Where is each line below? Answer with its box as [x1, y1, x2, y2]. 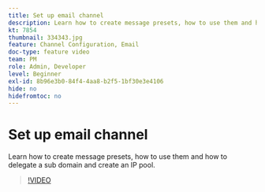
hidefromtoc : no [8, 92, 62, 100]
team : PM [8, 56, 37, 64]
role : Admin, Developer [8, 63, 87, 71]
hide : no [8, 84, 37, 93]
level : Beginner [8, 70, 62, 78]
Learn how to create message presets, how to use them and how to [8, 152, 227, 161]
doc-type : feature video [8, 48, 90, 56]
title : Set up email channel [8, 11, 104, 20]
